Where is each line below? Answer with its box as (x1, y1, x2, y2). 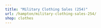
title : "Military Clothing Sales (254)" (5, 7, 88, 12)
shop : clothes (5, 16, 34, 20)
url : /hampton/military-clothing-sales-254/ (5, 11, 97, 16)
